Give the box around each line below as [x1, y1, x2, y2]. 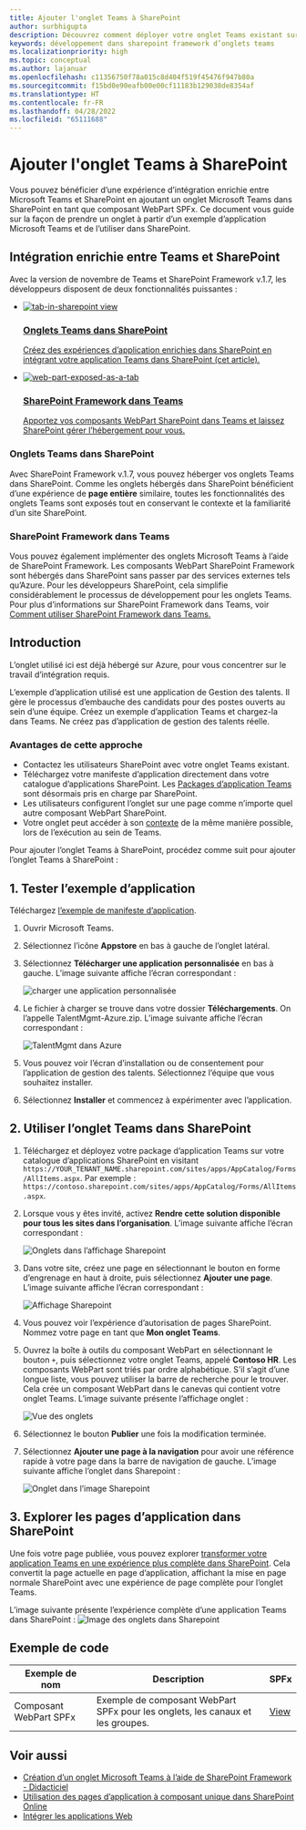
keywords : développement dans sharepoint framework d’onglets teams [9, 38, 275, 48]
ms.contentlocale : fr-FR [9, 98, 104, 108]
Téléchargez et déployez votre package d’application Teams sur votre [22, 1145, 285, 1156]
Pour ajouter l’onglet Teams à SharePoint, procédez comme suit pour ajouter [9, 845, 296, 856]
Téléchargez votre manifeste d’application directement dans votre [22, 769, 270, 780]
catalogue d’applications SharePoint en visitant [22, 1155, 199, 1166]
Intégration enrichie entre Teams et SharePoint [9, 250, 280, 265]
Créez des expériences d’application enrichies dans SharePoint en [22, 344, 272, 355]
